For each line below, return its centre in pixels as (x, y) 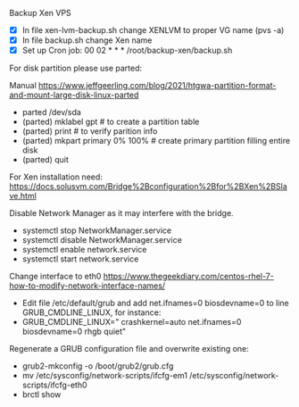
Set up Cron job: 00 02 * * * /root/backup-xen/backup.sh (127, 50)
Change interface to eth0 (55, 277)
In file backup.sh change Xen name (87, 40)
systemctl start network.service (80, 259)
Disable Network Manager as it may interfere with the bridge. (121, 213)
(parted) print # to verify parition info (90, 131)
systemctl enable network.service (84, 250)
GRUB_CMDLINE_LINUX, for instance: (91, 312)
